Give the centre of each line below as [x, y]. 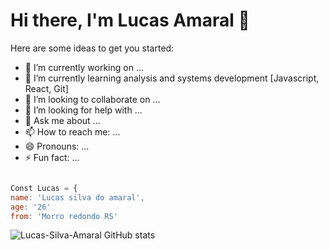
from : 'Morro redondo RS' [64, 216]
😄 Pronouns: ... [57, 146]
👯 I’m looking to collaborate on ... [92, 99]
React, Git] [46, 88]
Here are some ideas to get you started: [92, 48]
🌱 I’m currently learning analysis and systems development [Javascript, [172, 78]
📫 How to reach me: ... [72, 131]
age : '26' [31, 207]
